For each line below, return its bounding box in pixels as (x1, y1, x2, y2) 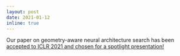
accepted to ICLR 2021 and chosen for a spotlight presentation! (6, 43, 164, 50)
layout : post (6, 8, 39, 15)
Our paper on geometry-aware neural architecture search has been (6, 37, 175, 44)
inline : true (6, 20, 39, 26)
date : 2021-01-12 (6, 14, 50, 20)
